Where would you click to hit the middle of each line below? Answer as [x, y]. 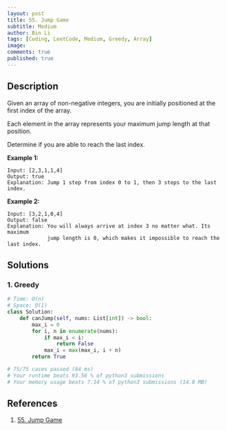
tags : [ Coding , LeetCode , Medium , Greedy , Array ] [80, 39]
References [32, 404]
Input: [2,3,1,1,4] [35, 170]
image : [17, 46]
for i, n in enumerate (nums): [75, 331]
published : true [30, 59]
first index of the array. [40, 110]
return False [75, 344]
